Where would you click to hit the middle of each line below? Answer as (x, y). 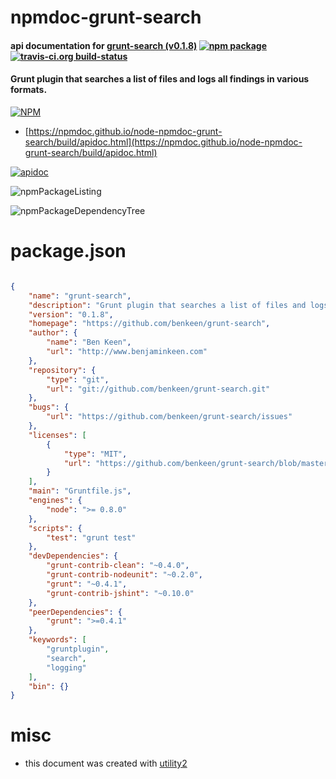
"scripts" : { (55, 528)
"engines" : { (55, 501)
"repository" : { (62, 370)
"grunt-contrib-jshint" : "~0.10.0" (120, 593)
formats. (29, 90)
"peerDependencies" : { (75, 612)
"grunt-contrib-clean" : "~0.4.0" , (118, 566)
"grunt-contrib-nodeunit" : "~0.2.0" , (124, 575)
